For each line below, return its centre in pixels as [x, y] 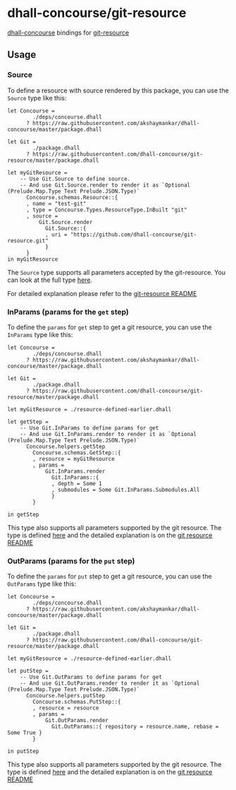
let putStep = [28, 671]
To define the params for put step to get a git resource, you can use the [110, 577]
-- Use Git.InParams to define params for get [89, 428]
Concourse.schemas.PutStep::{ [77, 702]
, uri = [56, 235]
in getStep [23, 514]
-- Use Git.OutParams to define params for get [91, 677]
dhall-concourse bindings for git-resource [68, 33]
